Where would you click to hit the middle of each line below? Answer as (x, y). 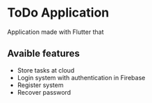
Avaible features (43, 54)
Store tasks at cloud (46, 70)
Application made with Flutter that (56, 32)
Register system (40, 85)
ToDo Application (58, 13)
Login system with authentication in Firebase (81, 77)
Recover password (44, 92)
